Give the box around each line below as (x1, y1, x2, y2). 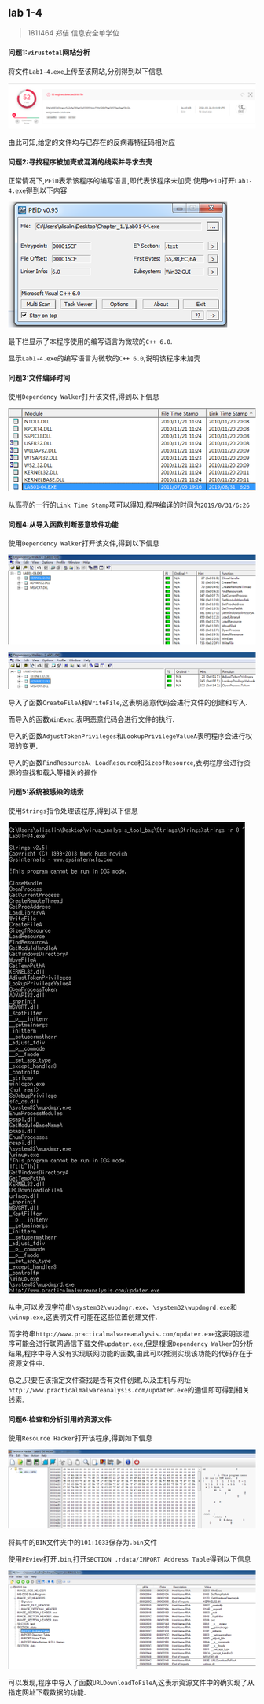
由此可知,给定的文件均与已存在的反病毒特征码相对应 (8, 138, 176, 147)
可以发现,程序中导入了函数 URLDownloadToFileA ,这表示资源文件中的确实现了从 (8, 1677, 255, 1687)
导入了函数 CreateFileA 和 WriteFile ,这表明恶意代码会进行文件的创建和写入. (8, 697, 248, 707)
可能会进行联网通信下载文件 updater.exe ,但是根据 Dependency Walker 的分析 (14, 1339, 254, 1348)
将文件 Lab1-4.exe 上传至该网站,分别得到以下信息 (8, 67, 163, 76)
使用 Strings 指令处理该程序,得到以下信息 (8, 806, 139, 815)
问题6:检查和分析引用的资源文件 (8, 1414, 112, 1424)
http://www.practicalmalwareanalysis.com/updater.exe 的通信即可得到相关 (8, 1385, 250, 1395)
